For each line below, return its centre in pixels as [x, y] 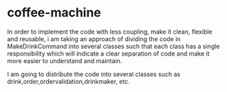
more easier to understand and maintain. [65, 60]
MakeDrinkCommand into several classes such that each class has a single [113, 46]
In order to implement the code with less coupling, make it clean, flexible [110, 32]
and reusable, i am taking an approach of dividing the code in [94, 38]
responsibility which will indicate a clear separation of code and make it [108, 54]
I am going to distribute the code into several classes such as [94, 74]
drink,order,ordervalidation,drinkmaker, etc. [69, 81]
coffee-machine [54, 13]
